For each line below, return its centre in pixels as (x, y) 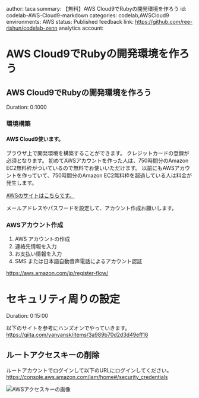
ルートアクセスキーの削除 (53, 355)
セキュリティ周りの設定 (63, 299)
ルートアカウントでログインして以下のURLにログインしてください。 (89, 371)
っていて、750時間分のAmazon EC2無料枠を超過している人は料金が (109, 176)
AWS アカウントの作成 (42, 239)
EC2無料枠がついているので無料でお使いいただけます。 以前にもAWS (90, 168)
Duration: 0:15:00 (27, 316)
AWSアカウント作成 (35, 225)
